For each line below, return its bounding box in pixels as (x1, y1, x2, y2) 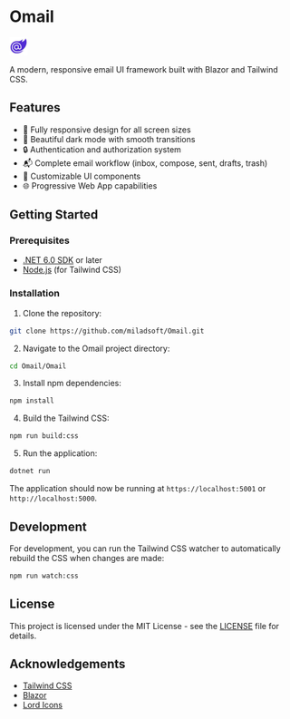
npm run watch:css (9, 571, 79, 580)
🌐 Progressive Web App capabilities (22, 180, 158, 191)
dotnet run (9, 467, 51, 476)
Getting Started (9, 207, 99, 223)
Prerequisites (9, 234, 70, 247)
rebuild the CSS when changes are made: (9, 552, 165, 563)
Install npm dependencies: (22, 378, 122, 389)
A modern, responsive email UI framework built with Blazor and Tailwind (9, 63, 278, 74)
